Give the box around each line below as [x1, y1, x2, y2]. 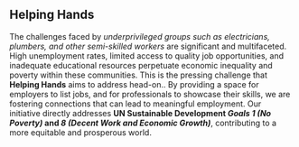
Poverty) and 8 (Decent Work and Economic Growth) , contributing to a [9, 117, 277, 128]
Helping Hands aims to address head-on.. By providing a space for [9, 78, 259, 89]
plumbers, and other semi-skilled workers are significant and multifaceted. [9, 41, 287, 51]
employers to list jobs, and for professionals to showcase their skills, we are [9, 88, 291, 99]
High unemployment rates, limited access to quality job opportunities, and [9, 50, 285, 61]
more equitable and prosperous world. [9, 126, 152, 138]
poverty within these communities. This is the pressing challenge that [9, 69, 268, 80]
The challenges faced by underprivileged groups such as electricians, [9, 31, 271, 41]
